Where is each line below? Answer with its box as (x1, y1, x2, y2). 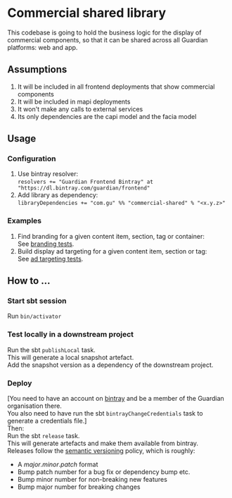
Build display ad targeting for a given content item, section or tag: (17, 247, 207, 255)
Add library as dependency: (17, 191, 98, 199)
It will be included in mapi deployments (17, 97, 131, 106)
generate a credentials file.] (7, 417, 87, 425)
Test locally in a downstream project (7, 330, 134, 340)
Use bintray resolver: (17, 170, 79, 178)
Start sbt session (7, 296, 67, 306)
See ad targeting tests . (17, 254, 84, 263)
